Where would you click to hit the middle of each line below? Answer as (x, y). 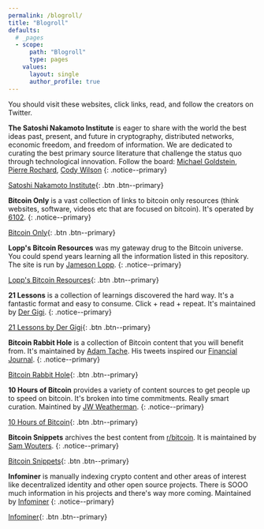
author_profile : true (65, 81)
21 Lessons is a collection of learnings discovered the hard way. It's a (121, 295)
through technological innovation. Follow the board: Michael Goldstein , (123, 161)
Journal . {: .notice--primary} (54, 359)
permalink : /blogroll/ (45, 15)
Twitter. (20, 112)
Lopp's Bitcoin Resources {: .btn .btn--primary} (84, 280)
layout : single (54, 74)
